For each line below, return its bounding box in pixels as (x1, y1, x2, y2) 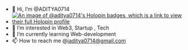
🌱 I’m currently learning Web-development (11, 31, 116, 38)
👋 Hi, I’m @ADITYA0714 (11, 6, 70, 12)
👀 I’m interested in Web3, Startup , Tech (11, 24, 109, 31)
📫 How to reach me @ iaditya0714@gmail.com (11, 37, 126, 44)
